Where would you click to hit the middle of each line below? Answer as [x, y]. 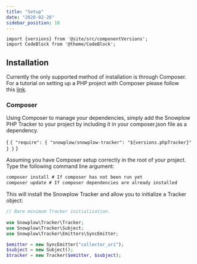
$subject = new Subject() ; [40, 250]
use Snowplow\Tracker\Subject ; [45, 228]
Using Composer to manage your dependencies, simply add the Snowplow [98, 118]
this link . [16, 89]
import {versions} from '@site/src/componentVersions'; [77, 39]
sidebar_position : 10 [33, 23]
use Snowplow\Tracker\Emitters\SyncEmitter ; [62, 234]
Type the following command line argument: [60, 166]
